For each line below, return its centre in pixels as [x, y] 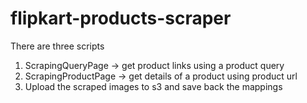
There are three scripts [57, 46]
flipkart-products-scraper [121, 18]
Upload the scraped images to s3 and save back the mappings [153, 86]
